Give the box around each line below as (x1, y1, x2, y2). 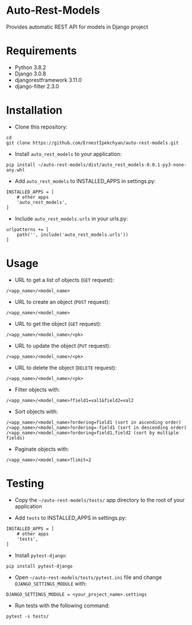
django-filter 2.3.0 (14, 83, 59, 90)
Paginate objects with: (14, 445, 69, 453)
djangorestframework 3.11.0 (14, 76, 82, 83)
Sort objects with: (14, 408, 58, 415)
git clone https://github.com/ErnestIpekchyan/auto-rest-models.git (6, 140, 179, 146)
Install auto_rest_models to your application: (14, 150, 122, 158)
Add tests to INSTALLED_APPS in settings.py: (14, 514, 127, 521)
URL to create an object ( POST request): (14, 298, 110, 305)
